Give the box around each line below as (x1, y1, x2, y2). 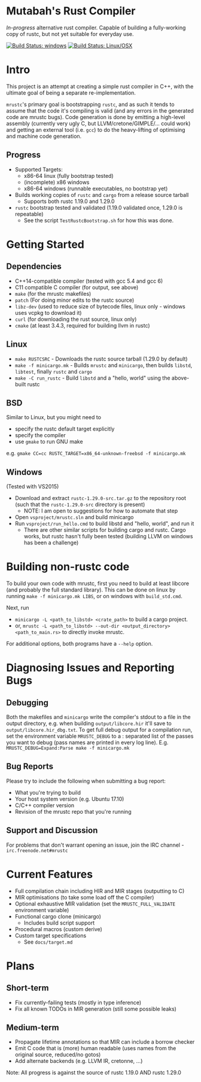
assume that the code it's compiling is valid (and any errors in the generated (6, 107, 194, 114)
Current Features (6, 867, 93, 881)
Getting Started (6, 238, 85, 251)
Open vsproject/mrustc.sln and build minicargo (14, 514, 134, 521)
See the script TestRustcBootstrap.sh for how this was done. (23, 217, 174, 224)
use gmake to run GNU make (14, 438, 83, 445)
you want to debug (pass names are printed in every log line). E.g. (6, 739, 169, 746)
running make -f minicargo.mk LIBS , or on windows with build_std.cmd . (6, 593, 182, 600)
